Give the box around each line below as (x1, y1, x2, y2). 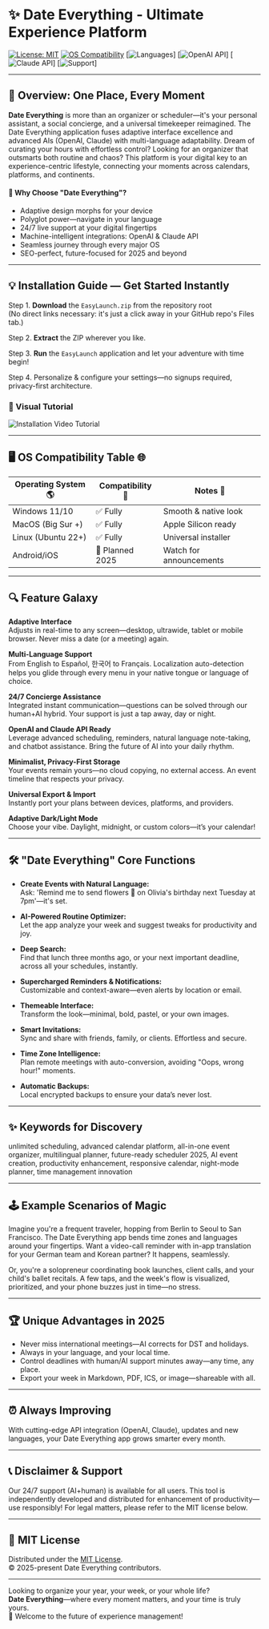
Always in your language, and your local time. (19, 1347, 171, 1357)
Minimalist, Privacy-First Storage (8, 757, 121, 766)
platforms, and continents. (8, 170, 95, 179)
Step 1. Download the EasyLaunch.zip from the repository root (8, 300, 212, 310)
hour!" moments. (19, 1065, 76, 1075)
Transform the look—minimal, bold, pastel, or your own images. (19, 1009, 230, 1019)
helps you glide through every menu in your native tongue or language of (8, 667, 250, 678)
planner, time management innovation (8, 1167, 133, 1176)
